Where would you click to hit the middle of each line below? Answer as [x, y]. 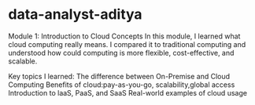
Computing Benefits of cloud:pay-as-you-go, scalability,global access [122, 85]
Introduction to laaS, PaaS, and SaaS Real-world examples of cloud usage [128, 92]
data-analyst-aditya [76, 14]
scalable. [23, 61]
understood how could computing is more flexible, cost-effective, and [121, 52]
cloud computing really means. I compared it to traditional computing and [127, 44]
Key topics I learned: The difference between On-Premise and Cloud [119, 76]
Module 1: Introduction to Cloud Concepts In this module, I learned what [124, 36]
